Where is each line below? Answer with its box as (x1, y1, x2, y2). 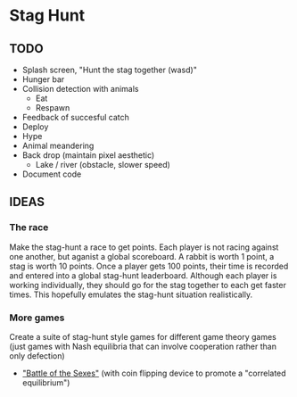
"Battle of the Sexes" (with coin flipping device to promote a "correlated (21, 368, 287, 378)
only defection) (9, 350, 65, 361)
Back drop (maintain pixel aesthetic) (21, 150, 155, 161)
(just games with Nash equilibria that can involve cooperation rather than (9, 341, 276, 352)
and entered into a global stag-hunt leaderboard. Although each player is (9, 269, 277, 281)
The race (9, 221, 49, 234)
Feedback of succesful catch (21, 112, 129, 122)
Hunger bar (21, 74, 65, 85)
